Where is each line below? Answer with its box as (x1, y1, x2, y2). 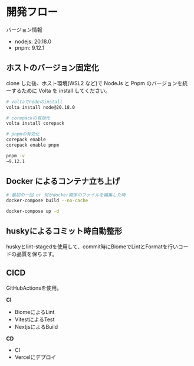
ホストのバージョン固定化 (6, 63, 99, 73)
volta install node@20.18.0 (6, 104, 75, 110)
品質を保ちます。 (16, 250, 58, 257)
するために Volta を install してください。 (11, 87, 111, 94)
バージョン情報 (6, 26, 42, 33)
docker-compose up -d (6, 208, 60, 215)
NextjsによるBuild (14, 323, 58, 330)
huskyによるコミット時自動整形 (6, 226, 123, 237)
